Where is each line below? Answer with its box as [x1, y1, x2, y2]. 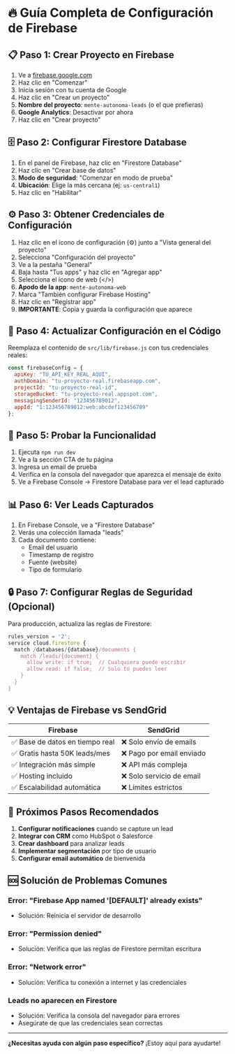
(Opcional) [8, 601, 55, 613]
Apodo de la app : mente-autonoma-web [17, 282, 126, 291]
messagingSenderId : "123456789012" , [14, 397, 121, 404]
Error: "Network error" [8, 962, 86, 972]
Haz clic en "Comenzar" [17, 78, 88, 87]
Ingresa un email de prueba [17, 463, 97, 471]
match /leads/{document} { [20, 652, 99, 660]
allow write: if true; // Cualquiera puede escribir [26, 659, 187, 666]
